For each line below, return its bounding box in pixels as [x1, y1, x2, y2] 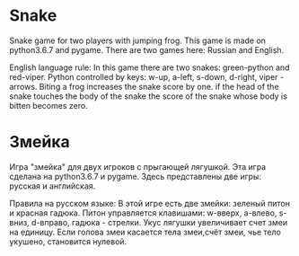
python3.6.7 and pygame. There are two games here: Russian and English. [9, 44, 285, 55]
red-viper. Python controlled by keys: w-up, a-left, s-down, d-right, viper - [9, 71, 285, 82]
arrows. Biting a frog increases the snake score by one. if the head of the [9, 81, 280, 92]
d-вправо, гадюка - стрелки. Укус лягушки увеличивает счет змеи [31, 216, 288, 227]
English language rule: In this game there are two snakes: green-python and [9, 62, 290, 73]
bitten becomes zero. [9, 100, 88, 110]
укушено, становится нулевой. [9, 235, 128, 247]
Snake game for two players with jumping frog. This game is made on [9, 35, 267, 46]
